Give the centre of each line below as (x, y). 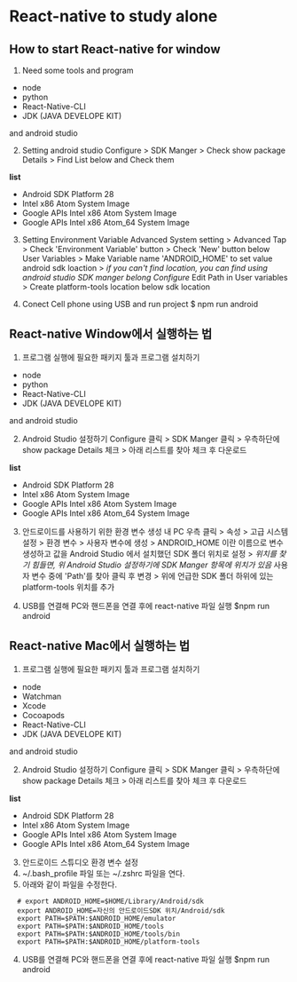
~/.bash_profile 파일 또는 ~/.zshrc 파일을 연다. (103, 873)
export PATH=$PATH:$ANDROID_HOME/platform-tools (109, 942)
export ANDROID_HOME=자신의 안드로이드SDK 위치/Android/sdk (121, 911)
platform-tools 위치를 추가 (68, 587)
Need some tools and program (78, 70)
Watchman (42, 696)
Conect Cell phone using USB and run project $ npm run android (140, 304)
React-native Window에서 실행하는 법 (111, 334)
